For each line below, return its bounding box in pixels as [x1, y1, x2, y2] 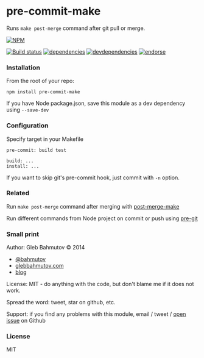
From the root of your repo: [6, 77, 74, 85]
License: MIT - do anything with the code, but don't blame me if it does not [6, 281, 194, 288]
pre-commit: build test [6, 147, 67, 153]
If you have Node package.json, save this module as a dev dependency [6, 99, 186, 107]
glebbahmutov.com [15, 262, 64, 270]
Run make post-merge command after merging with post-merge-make [6, 202, 180, 210]
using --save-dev [6, 106, 49, 113]
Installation [6, 63, 41, 71]
